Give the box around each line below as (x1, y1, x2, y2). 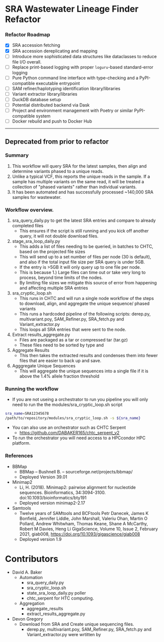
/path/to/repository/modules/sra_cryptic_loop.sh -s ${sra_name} (5, 416, 141, 421)
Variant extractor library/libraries (12, 91, 78, 97)
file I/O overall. (12, 59, 42, 64)
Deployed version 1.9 (19, 536, 62, 542)
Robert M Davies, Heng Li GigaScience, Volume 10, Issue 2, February (19, 526, 158, 532)
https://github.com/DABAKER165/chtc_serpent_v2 (19, 430, 120, 436)
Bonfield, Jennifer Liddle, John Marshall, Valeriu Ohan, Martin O (19, 515, 148, 521)
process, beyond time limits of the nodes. (19, 275, 103, 280)
